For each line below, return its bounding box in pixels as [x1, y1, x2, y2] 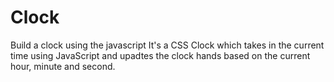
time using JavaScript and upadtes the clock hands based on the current [10, 49, 311, 61]
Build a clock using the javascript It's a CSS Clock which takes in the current [10, 39, 325, 51]
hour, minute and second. [10, 60, 116, 72]
